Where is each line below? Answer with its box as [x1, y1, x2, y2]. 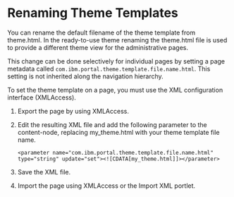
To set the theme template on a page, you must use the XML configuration [7, 85, 223, 94]
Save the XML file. [17, 167, 71, 176]
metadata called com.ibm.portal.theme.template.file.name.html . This [7, 64, 211, 73]
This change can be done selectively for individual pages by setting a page [7, 56, 226, 65]
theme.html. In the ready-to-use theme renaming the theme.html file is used [7, 35, 228, 44]
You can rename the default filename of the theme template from [7, 28, 196, 37]
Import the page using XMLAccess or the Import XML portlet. [17, 181, 196, 190]
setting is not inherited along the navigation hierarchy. [7, 72, 164, 80]
